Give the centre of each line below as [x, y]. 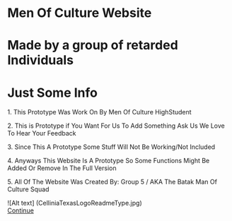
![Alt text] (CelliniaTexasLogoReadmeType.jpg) [75, 203]
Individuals [41, 60]
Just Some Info [52, 92]
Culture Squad [28, 189]
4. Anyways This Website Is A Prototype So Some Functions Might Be [109, 161]
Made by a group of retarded [93, 46]
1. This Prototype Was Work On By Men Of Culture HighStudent [100, 112]
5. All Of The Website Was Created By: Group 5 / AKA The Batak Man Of [112, 182]
